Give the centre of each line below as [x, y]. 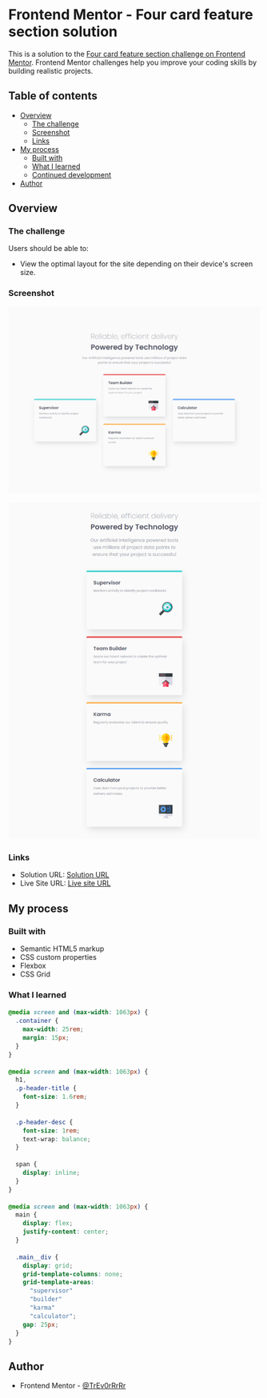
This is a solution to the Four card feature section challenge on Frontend [127, 54]
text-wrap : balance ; [57, 1139]
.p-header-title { [46, 1088]
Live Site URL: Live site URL [65, 883]
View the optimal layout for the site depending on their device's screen [136, 264]
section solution [63, 32]
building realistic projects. [51, 70]
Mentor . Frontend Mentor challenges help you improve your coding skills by [133, 62]
